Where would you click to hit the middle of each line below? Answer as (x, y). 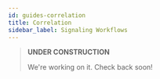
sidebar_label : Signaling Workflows (68, 30)
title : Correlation (40, 23)
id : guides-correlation (47, 15)
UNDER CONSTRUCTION (68, 52)
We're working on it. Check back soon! (90, 67)
